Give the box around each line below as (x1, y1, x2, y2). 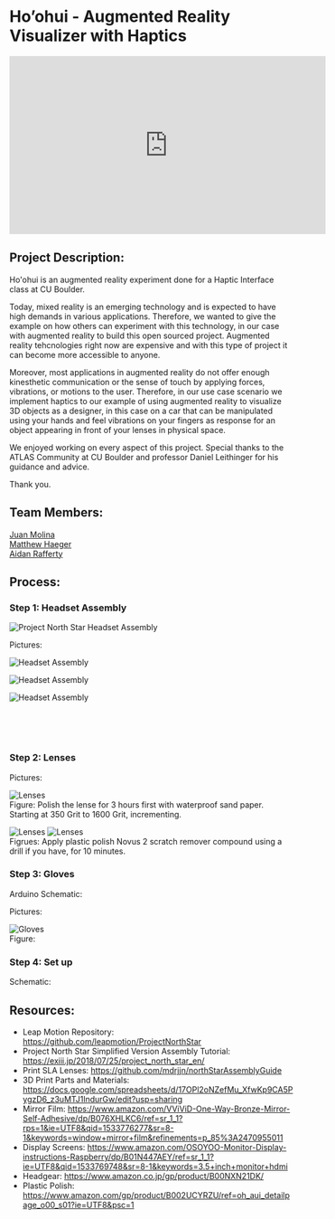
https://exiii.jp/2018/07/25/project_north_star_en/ (22, 1055, 205, 1066)
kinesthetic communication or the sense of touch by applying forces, (9, 376, 265, 387)
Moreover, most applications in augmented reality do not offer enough (9, 366, 270, 377)
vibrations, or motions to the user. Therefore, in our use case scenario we (9, 386, 283, 397)
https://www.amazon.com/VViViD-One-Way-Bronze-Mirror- (67, 1103, 291, 1114)
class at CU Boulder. (9, 283, 86, 295)
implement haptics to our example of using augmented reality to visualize (9, 395, 282, 406)
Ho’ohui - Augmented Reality (9, 6, 231, 27)
